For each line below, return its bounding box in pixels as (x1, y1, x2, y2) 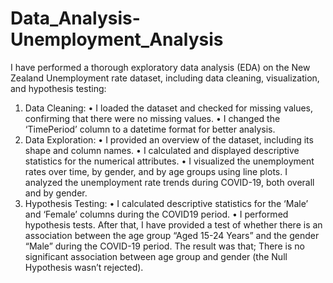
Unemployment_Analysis (10, 28, 224, 51)
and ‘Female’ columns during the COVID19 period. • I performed (24, 208, 289, 220)
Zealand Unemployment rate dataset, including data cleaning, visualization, (10, 72, 320, 84)
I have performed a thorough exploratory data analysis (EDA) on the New (10, 61, 311, 73)
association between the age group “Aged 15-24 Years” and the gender (24, 229, 320, 241)
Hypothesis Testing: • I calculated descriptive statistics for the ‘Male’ (24, 197, 309, 209)
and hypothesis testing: (10, 82, 107, 94)
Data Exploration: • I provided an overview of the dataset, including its (24, 133, 314, 146)
